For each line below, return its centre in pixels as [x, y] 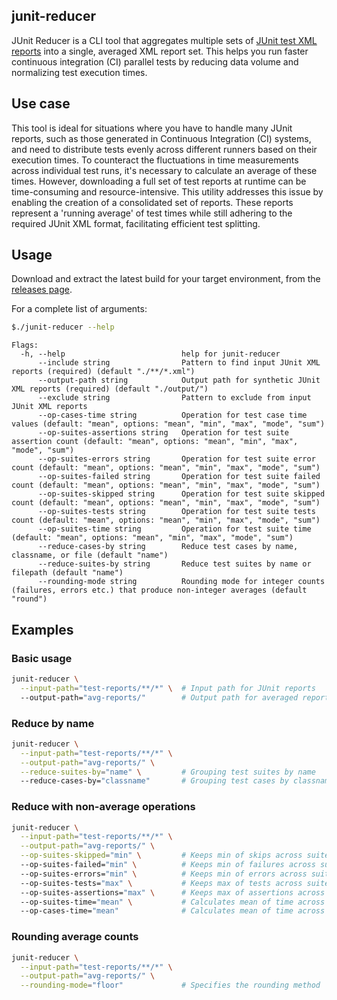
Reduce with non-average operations [103, 807]
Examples [42, 629]
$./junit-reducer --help [63, 327]
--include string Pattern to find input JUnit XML [179, 363]
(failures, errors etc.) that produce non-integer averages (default [159, 590]
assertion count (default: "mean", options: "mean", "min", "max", [155, 442]
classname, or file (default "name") [90, 555]
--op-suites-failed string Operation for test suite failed [179, 477]
